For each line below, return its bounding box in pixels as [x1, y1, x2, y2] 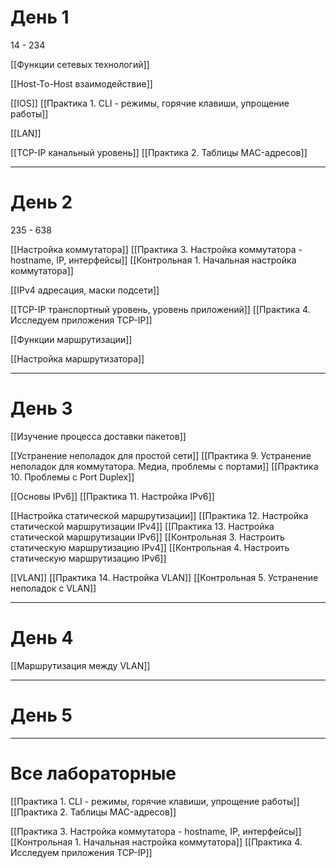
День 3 [10, 397, 73, 420]
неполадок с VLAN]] [10, 582, 97, 594]
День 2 [10, 191, 73, 214]
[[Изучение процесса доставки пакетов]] [10, 430, 187, 442]
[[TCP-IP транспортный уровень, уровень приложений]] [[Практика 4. [10, 303, 311, 315]
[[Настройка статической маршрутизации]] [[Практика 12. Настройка [10, 509, 309, 521]
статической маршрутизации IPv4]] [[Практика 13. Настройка [10, 520, 275, 532]
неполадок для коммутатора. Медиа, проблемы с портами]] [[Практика [10, 460, 319, 472]
